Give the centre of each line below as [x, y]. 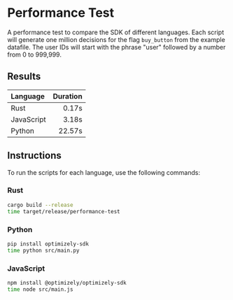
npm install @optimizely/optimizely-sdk [67, 283]
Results [24, 77]
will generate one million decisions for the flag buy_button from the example [116, 39]
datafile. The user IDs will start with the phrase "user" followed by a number [116, 47]
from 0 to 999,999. [34, 55]
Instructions [34, 156]
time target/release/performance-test [64, 211]
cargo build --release [40, 205]
